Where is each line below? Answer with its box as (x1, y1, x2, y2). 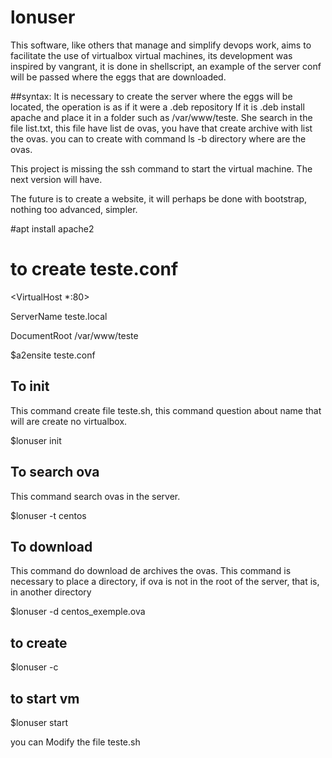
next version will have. (10, 173, 103, 185)
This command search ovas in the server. (10, 490, 181, 502)
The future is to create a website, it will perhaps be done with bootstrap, (10, 192, 308, 205)
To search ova (10, 464, 100, 481)
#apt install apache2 (10, 222, 95, 235)
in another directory (10, 586, 92, 598)
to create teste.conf (10, 258, 179, 281)
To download (10, 538, 93, 555)
